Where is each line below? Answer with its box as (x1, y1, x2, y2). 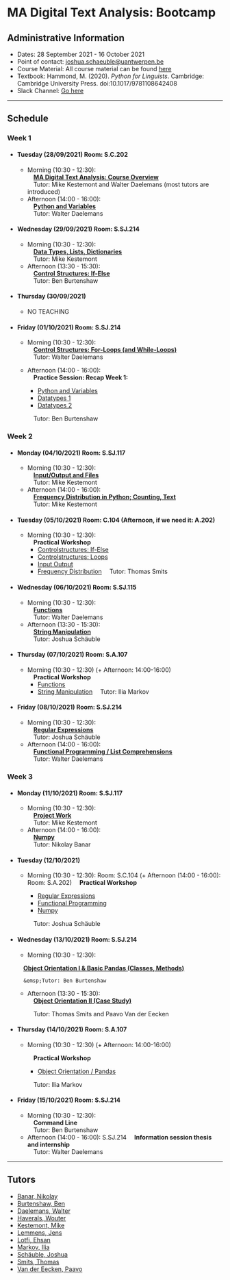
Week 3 (7, 772, 33, 781)
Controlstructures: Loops (37, 553, 108, 561)
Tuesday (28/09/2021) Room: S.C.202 (16, 150, 129, 158)
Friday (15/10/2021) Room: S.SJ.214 (16, 1096, 121, 1104)
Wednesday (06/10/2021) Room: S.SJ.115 (16, 583, 137, 592)
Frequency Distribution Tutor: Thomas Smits (37, 567, 168, 576)
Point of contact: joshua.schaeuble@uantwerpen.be (16, 58, 164, 66)
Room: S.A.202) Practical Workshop (27, 879, 137, 887)
